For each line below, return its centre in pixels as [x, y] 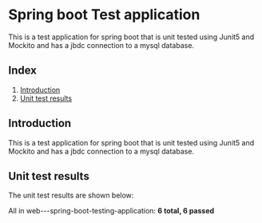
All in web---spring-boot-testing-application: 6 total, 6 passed [111, 211]
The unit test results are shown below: [71, 195]
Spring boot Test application [104, 15]
